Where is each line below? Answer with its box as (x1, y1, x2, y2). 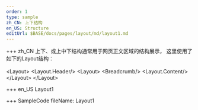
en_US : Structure (6, 25, 49, 31)
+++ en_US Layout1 (6, 86, 54, 93)
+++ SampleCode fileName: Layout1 (6, 97, 95, 104)
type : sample (6, 14, 39, 20)
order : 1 (6, 8, 28, 15)
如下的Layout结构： (6, 55, 55, 62)
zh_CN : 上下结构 (6, 20, 43, 25)
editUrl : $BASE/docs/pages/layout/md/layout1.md (6, 31, 129, 37)
